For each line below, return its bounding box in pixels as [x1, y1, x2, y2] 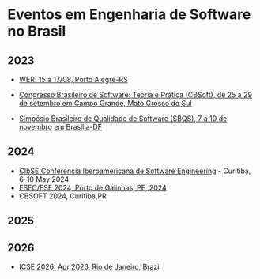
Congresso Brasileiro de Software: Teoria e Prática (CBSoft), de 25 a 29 [18, 90, 252, 100]
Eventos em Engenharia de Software [7, 6, 251, 24]
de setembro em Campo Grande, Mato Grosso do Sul [18, 99, 192, 107]
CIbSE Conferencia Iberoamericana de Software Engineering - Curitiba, [18, 166, 251, 175]
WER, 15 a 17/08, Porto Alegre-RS [18, 75, 128, 84]
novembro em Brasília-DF [18, 123, 103, 131]
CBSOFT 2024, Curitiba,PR [18, 191, 107, 201]
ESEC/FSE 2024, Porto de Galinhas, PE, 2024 [18, 183, 167, 192]
